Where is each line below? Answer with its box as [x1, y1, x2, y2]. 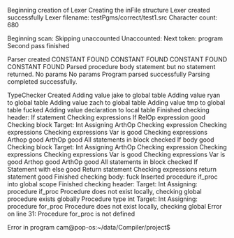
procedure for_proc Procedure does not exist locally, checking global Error [7, 202, 222, 210]
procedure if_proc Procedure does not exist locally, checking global [7, 188, 202, 195]
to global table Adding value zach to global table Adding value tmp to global [7, 98, 226, 107]
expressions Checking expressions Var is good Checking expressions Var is [7, 150, 226, 158]
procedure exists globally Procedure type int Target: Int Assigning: [7, 195, 198, 203]
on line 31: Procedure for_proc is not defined [7, 209, 136, 218]
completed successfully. [7, 77, 78, 86]
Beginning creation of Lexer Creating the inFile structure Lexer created [7, 6, 211, 14]
